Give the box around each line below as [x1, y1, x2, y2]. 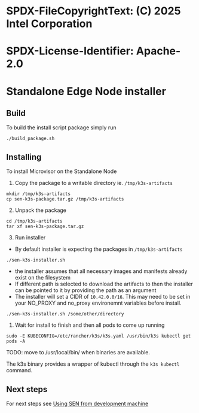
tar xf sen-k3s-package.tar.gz [6, 223, 84, 230]
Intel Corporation [6, 17, 93, 31]
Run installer [14, 234, 46, 241]
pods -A [6, 338, 26, 345]
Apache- [136, 44, 181, 58]
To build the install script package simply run [6, 124, 117, 131]
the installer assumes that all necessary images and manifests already [14, 268, 188, 275]
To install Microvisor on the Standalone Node [6, 168, 117, 175]
